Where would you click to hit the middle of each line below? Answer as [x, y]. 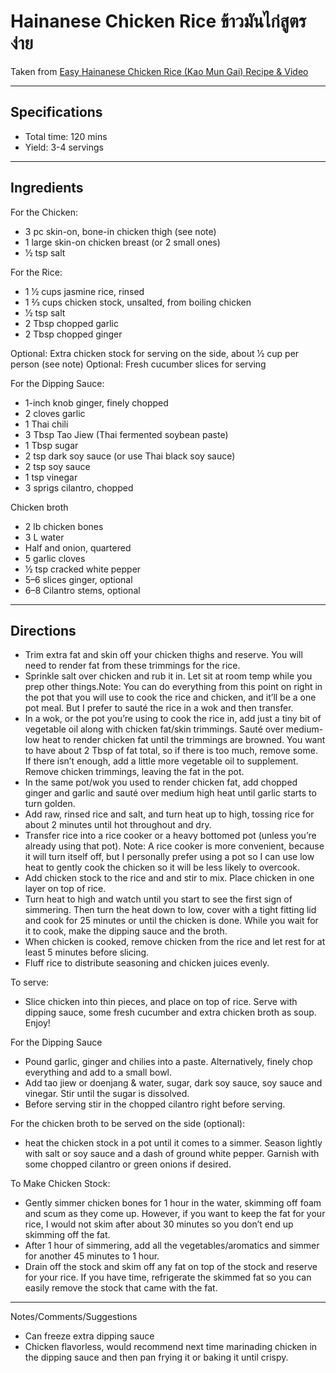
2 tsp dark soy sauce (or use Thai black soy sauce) [130, 456]
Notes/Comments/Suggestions [74, 1317]
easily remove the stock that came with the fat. [121, 1288]
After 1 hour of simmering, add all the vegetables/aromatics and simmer [172, 1246]
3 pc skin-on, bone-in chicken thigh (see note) [120, 231]
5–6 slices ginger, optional [78, 579]
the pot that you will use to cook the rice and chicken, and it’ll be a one [170, 697]
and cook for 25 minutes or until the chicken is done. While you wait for [171, 921]
